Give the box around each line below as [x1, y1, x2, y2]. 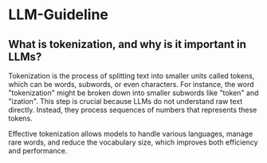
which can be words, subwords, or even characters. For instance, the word [8, 80, 254, 89]
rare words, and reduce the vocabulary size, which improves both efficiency [8, 137, 258, 147]
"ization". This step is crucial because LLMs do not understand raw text [8, 97, 243, 105]
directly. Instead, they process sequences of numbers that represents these [8, 105, 257, 114]
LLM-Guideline [8, 6, 109, 24]
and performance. [8, 146, 68, 155]
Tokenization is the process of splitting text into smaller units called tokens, [8, 71, 255, 81]
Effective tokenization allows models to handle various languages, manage [8, 129, 253, 138]
